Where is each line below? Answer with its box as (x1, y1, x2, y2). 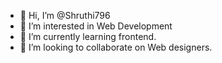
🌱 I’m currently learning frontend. (19, 31, 157, 42)
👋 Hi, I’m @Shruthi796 (19, 10, 111, 21)
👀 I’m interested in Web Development (19, 20, 173, 32)
